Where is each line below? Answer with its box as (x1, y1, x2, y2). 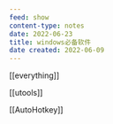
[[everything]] (9, 70, 60, 81)
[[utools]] (9, 88, 43, 98)
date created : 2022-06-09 (9, 46, 104, 55)
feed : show (9, 12, 49, 22)
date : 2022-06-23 (9, 29, 73, 38)
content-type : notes (9, 21, 86, 30)
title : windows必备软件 (9, 37, 91, 47)
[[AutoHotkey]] (9, 105, 64, 115)
